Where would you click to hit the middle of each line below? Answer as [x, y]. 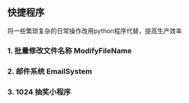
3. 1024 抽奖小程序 [39, 92]
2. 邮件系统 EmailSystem [50, 71]
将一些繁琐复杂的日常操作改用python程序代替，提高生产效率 [94, 31]
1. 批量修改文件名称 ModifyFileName [69, 50]
